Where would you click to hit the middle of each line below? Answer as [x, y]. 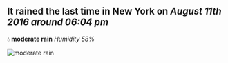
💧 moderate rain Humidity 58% [51, 39]
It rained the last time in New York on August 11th [114, 11]
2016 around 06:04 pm [58, 22]
